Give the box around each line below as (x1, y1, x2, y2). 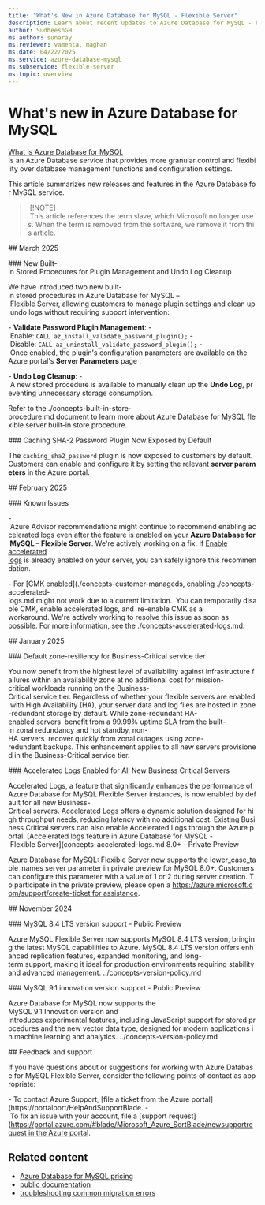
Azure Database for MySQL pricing (19, 1172, 134, 1181)
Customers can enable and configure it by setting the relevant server (8, 459, 233, 468)
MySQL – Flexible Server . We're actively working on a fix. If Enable (9, 538, 228, 548)
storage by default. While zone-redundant (46, 708, 183, 718)
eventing (8, 388, 37, 397)
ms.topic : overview (8, 70, 73, 78)
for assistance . (91, 888, 140, 897)
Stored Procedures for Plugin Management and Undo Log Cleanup (15, 267, 232, 276)
